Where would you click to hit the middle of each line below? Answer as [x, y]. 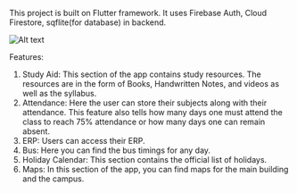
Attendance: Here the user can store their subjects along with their [144, 103]
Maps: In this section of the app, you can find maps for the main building [155, 169]
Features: [27, 57]
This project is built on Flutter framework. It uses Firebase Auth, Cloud [138, 13]
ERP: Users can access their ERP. [83, 141]
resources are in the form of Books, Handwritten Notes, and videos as [150, 84]
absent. [36, 131]
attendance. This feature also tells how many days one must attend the [152, 112]
